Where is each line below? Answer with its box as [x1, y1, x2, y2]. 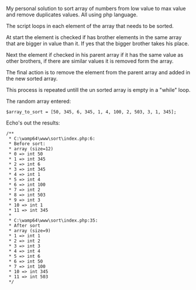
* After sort [8, 223, 41, 229]
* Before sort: [8, 141, 46, 147]
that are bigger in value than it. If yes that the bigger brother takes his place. [6, 40, 189, 47]
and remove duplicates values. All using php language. [6, 11, 138, 18]
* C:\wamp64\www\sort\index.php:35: [8, 217, 98, 223]
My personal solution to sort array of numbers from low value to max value [6, 5, 186, 12]
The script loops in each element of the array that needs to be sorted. [6, 23, 174, 29]
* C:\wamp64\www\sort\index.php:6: [8, 136, 95, 141]
